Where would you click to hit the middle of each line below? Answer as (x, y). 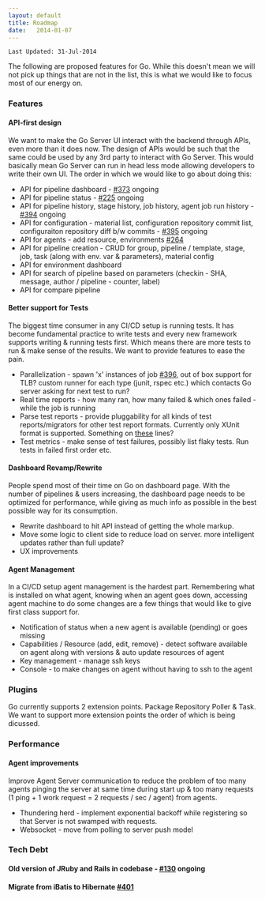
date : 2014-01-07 (40, 30)
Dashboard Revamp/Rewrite (55, 468)
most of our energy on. (45, 83)
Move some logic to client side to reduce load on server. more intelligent (137, 534)
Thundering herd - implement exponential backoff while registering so (133, 812)
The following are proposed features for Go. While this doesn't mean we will (132, 66)
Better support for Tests (49, 308)
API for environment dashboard (71, 265)
